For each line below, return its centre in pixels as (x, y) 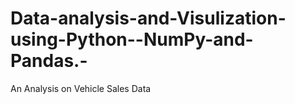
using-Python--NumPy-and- (132, 39)
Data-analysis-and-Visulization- (148, 18)
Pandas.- (49, 61)
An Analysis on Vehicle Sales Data (81, 88)
